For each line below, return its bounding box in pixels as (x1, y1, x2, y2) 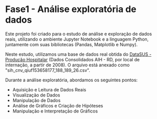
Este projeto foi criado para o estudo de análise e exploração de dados (5, 31, 152, 37)
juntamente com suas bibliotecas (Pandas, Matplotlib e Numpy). (5, 41, 138, 47)
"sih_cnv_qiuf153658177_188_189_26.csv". (5, 67, 91, 73)
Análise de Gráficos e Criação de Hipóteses (12, 102, 103, 108)
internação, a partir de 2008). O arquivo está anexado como (5, 62, 130, 68)
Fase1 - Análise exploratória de (5, 4, 137, 15)
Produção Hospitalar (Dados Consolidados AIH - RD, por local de (5, 56, 140, 62)
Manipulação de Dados (12, 97, 61, 103)
